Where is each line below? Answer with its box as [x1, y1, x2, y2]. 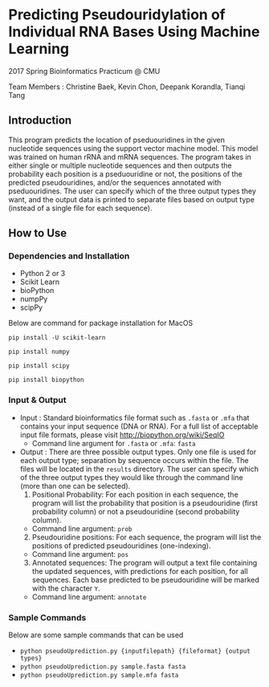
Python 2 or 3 [19, 269, 66, 278]
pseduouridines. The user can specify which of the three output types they [8, 186, 257, 196]
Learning [8, 40, 70, 58]
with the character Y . [31, 583, 100, 593]
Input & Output [8, 395, 67, 406]
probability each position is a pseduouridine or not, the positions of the [8, 169, 243, 178]
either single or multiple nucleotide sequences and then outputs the [8, 161, 232, 170]
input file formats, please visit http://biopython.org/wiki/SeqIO [19, 429, 225, 439]
